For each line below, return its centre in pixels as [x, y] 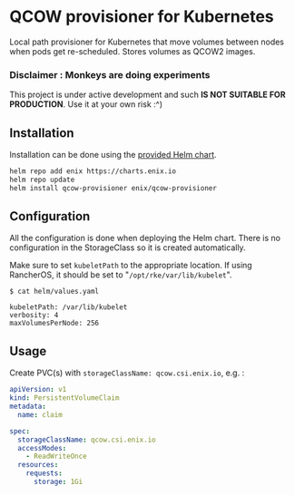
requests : [44, 473]
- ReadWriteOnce [57, 456]
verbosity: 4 [34, 315]
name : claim [40, 414]
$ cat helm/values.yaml [54, 292]
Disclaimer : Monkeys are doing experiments [110, 74]
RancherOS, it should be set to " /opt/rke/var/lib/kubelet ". [121, 275]
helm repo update [42, 180]
